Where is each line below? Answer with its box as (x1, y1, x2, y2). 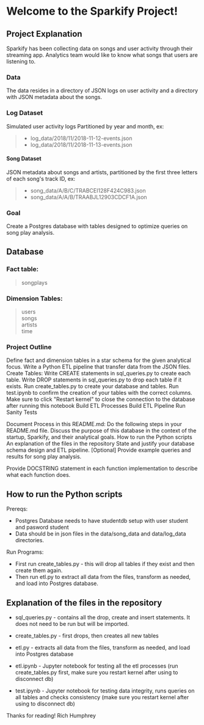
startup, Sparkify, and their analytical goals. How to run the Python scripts (6, 433, 192, 441)
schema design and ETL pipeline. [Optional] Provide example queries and (6, 446, 191, 454)
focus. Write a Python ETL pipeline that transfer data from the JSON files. (6, 363, 191, 370)
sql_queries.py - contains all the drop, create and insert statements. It (15, 614, 191, 621)
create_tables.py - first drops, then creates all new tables (15, 632, 159, 639)
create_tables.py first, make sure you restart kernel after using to (15, 669, 178, 676)
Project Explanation (6, 29, 82, 39)
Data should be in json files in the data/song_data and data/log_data (15, 530, 186, 537)
